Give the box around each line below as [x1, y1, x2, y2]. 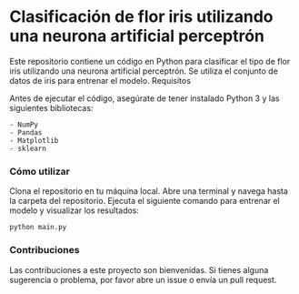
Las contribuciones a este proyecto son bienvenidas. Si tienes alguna [9, 264, 269, 275]
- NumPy [9, 120, 39, 129]
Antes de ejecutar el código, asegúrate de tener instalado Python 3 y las [9, 93, 280, 104]
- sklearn [9, 144, 47, 153]
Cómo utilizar [9, 165, 70, 177]
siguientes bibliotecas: [9, 102, 94, 113]
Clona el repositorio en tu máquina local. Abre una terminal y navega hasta [9, 186, 289, 197]
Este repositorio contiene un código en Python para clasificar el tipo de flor [9, 56, 291, 66]
